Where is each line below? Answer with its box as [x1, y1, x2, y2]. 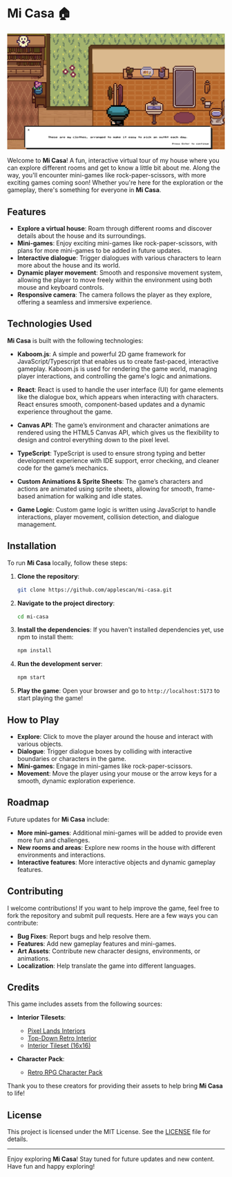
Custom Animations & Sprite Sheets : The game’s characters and [17, 477, 203, 485]
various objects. [17, 740, 64, 748]
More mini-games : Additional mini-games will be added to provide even [17, 828, 223, 837]
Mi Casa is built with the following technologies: [7, 336, 144, 345]
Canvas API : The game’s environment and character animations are [17, 421, 210, 429]
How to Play [7, 714, 60, 726]
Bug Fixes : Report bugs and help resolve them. [17, 932, 152, 940]
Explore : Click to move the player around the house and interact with [17, 732, 213, 740]
